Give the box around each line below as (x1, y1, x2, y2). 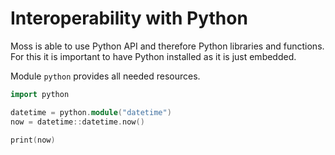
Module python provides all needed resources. (10, 70, 201, 82)
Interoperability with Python (10, 7, 248, 30)
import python (10, 89, 70, 99)
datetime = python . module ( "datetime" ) (10, 107, 172, 117)
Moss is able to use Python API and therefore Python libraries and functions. (10, 40, 325, 52)
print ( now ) (10, 135, 56, 145)
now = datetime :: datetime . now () (10, 117, 145, 127)
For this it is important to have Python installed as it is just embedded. (10, 50, 297, 62)
